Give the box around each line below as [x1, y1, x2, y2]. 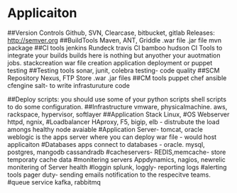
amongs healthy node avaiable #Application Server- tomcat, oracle [7, 125, 204, 133]
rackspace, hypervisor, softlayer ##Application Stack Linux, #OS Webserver [7, 110, 230, 118]
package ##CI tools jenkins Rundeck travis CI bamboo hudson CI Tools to [7, 43, 223, 52]
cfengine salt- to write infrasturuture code [7, 81, 130, 89]
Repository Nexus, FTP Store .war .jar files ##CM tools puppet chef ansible [7, 73, 227, 82]
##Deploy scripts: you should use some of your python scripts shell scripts [7, 94, 227, 104]
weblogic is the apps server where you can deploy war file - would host [7, 133, 217, 141]
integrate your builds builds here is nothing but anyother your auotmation [7, 51, 221, 60]
